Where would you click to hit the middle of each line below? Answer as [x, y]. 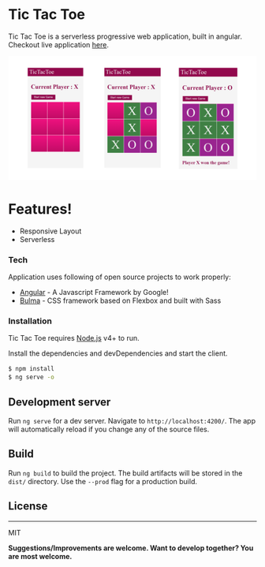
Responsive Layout [50, 231]
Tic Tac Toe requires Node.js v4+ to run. [74, 338]
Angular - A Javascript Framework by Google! [94, 293]
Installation [30, 321]
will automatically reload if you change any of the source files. [109, 429]
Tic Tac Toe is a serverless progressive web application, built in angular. [125, 36]
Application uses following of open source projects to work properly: [119, 277]
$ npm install [32, 369]
